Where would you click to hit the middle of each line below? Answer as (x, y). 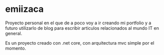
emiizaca (24, 9)
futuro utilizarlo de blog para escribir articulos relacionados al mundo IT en (82, 28)
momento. (16, 48)
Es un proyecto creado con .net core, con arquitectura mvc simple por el (80, 43)
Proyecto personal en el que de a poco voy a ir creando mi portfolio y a (78, 23)
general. (14, 33)
